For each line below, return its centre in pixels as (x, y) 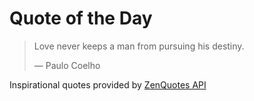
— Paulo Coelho (67, 65)
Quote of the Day (81, 18)
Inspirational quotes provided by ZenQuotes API (108, 84)
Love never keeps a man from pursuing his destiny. (139, 46)
